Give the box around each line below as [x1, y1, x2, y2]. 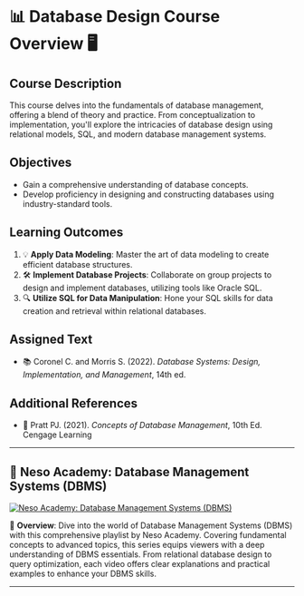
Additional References [9, 396, 138, 411]
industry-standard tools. [22, 198, 113, 209]
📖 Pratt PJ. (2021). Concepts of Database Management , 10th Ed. [22, 420, 262, 431]
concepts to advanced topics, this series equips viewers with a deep [9, 540, 265, 551]
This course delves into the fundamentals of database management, [9, 100, 264, 111]
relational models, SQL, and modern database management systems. [9, 129, 267, 140]
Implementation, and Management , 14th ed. [22, 369, 186, 380]
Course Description [9, 75, 122, 91]
